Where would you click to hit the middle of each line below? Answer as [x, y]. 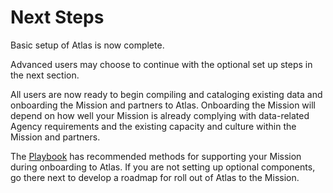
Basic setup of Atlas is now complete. [87, 45]
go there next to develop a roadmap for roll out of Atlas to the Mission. [155, 177]
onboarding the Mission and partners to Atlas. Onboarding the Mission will [163, 105]
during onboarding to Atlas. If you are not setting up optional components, [163, 167]
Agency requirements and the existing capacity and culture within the [153, 126]
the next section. [45, 75]
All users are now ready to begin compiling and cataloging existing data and [166, 94]
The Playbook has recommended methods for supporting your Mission [156, 156]
